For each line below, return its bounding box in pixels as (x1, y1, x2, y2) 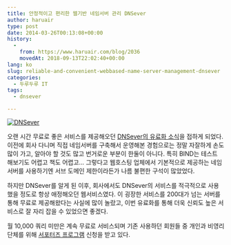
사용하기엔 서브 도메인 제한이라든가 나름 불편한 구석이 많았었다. (25, 167, 195, 175)
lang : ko (7, 61, 32, 68)
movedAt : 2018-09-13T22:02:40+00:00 (19, 55, 125, 62)
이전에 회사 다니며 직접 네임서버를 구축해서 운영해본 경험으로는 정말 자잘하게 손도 (7, 141, 225, 149)
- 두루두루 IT (13, 81, 48, 87)
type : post (7, 23, 39, 30)
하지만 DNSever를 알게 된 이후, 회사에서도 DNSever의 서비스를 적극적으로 (7, 182, 207, 189)
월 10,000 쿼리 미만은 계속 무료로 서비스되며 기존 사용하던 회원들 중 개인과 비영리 (7, 222, 225, 230)
